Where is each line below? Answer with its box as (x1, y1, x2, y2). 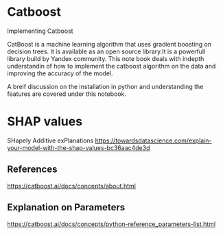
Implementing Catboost (7, 27, 73, 35)
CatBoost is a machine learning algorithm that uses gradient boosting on (7, 40, 211, 48)
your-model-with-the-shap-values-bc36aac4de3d (7, 143, 150, 151)
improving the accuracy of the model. (7, 69, 113, 77)
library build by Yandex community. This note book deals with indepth (7, 54, 204, 62)
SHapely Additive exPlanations (7, 136, 94, 145)
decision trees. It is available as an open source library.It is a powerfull (7, 47, 206, 55)
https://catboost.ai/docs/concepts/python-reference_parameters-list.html (7, 220, 216, 228)
